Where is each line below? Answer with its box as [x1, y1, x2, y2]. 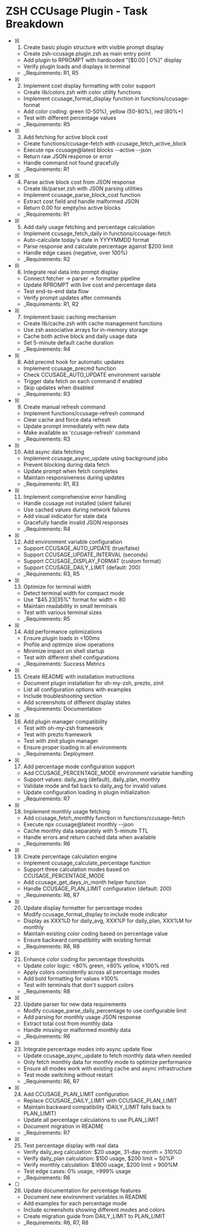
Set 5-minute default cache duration [23, 339, 114, 346]
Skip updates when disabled [23, 384, 94, 391]
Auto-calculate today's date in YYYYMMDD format [23, 236, 150, 243]
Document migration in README [23, 1123, 104, 1130]
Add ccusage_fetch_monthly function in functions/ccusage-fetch [23, 814, 185, 822]
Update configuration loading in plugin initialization [23, 788, 150, 796]
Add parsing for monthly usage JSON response [23, 1013, 141, 1020]
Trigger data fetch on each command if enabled [23, 377, 142, 384]
